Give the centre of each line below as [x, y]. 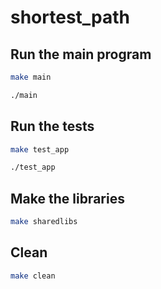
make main [31, 77]
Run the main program [81, 54]
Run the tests [52, 126]
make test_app [40, 149]
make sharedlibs [44, 222]
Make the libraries [67, 198]
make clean [33, 276]
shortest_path [70, 17]
